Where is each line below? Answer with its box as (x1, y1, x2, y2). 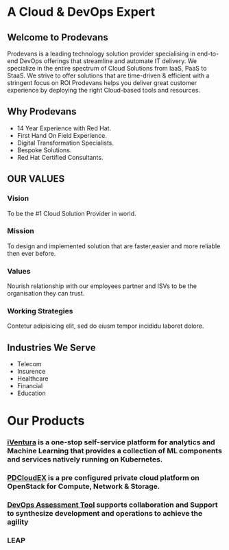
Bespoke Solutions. (16, 145, 72, 154)
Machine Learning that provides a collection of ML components (7, 446, 223, 456)
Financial (16, 382, 43, 390)
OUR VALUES (7, 173, 65, 185)
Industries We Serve (7, 342, 96, 353)
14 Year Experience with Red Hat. (16, 124, 112, 132)
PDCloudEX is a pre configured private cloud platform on (7, 473, 200, 483)
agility (7, 517, 29, 527)
